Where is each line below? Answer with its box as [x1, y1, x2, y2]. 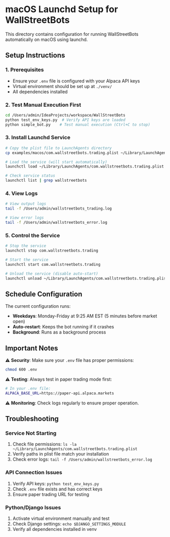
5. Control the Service [5, 232, 60, 239]
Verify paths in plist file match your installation [12, 451, 109, 457]
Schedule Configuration [5, 290, 82, 298]
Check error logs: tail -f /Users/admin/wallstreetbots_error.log [12, 457, 153, 463]
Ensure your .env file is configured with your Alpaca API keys [12, 77, 140, 84]
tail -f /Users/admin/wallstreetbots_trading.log [5, 206, 112, 211]
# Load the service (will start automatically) [5, 159, 108, 164]
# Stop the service [5, 243, 47, 249]
